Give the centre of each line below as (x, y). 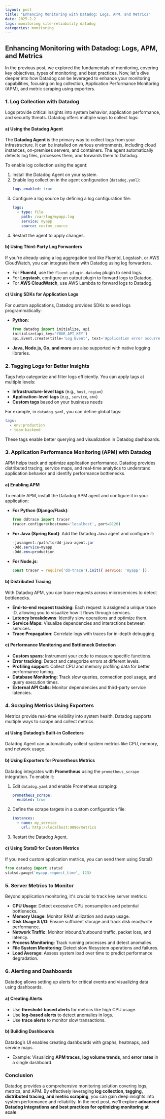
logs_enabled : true (32, 189)
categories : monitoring (30, 28)
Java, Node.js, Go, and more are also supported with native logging (81, 348)
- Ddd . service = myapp (32, 547)
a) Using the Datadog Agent (34, 129)
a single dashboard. (32, 1062)
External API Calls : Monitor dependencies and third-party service (79, 687)
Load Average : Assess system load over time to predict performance (82, 953)
